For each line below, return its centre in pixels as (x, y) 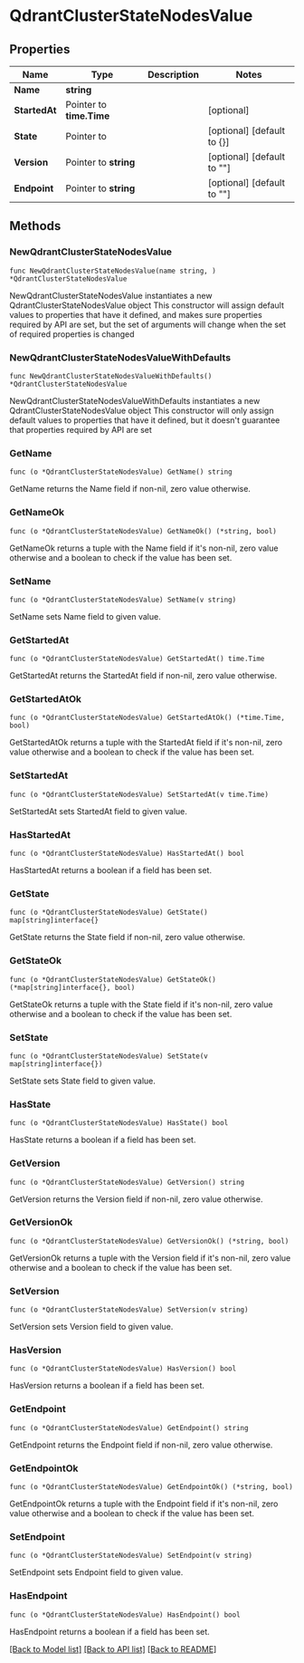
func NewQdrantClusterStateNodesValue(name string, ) (113, 271)
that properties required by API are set (81, 429)
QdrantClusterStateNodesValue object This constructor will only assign (142, 410)
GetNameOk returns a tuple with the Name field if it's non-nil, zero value (144, 548)
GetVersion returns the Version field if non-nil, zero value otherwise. (136, 1199)
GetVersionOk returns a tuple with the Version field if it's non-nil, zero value (150, 1258)
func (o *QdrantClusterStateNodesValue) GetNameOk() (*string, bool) (143, 531)
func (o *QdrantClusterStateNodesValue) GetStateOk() (113, 979)
